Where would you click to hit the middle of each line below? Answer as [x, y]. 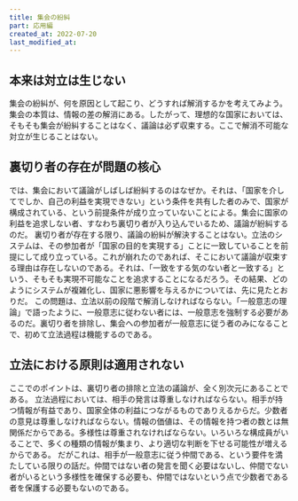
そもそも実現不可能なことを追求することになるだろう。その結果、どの [160, 278]
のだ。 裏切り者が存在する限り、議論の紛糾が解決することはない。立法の [142, 234]
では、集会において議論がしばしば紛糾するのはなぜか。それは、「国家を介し [147, 190]
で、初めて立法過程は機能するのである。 [83, 334]
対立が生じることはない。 [56, 137]
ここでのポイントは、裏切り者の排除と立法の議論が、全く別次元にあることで [149, 387]
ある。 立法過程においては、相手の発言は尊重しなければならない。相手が [142, 399]
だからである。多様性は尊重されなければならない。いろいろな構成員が [153, 432]
